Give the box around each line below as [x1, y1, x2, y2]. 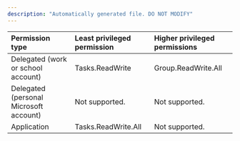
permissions [154, 42, 198, 52]
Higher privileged [154, 33, 215, 43]
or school [11, 63, 43, 73]
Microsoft [11, 101, 44, 111]
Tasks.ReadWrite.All [74, 122, 141, 132]
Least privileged [74, 33, 131, 43]
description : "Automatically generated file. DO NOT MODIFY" [7, 10, 194, 18]
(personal [11, 92, 44, 102]
